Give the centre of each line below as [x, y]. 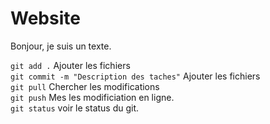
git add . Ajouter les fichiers [70, 65]
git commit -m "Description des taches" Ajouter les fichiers [135, 76]
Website [45, 18]
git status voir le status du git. [75, 108]
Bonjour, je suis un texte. [61, 46]
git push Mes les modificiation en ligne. [92, 97]
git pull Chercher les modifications [85, 86]
